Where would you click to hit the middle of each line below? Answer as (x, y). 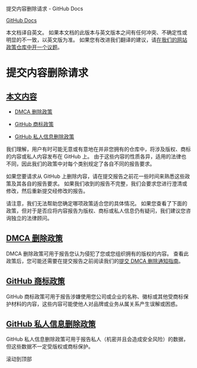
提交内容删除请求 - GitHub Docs (45, 9)
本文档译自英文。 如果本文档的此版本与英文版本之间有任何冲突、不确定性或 (97, 32)
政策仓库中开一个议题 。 (34, 47)
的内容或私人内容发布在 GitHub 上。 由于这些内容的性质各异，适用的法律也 (96, 156)
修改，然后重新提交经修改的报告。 (47, 191)
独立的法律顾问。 (32, 218)
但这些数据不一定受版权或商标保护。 (50, 347)
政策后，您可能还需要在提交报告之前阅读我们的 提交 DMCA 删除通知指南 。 (95, 261)
